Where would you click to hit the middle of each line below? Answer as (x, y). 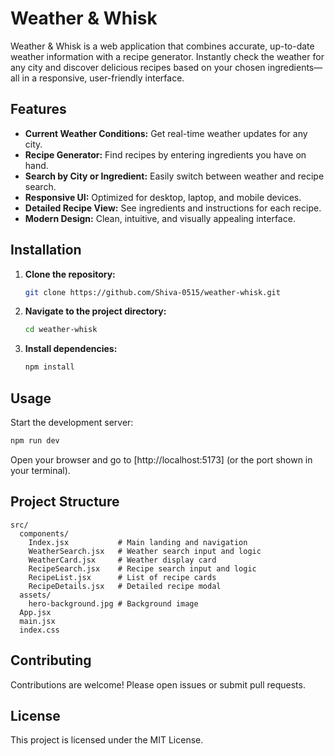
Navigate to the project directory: (95, 311)
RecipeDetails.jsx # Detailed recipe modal (125, 586)
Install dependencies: (71, 349)
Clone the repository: (70, 274)
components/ (44, 533)
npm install (49, 367)
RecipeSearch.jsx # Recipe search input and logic (142, 568)
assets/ (35, 595)
